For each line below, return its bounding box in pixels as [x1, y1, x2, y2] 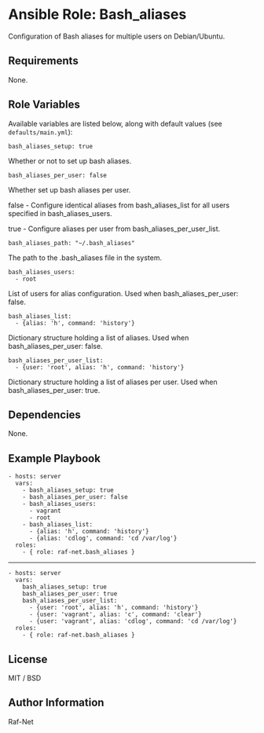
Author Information [8, 696, 104, 709]
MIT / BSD [8, 673, 42, 683]
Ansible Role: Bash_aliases [8, 5, 187, 24]
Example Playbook [8, 452, 101, 465]
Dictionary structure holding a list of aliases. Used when [8, 332, 189, 343]
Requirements [8, 54, 79, 68]
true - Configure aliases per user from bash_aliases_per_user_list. [8, 224, 221, 233]
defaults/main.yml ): [8, 127, 73, 137]
